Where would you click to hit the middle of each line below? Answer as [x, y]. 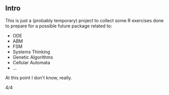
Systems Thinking [31, 52]
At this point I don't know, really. [39, 77]
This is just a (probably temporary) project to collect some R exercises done [84, 20]
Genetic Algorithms [33, 57]
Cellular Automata [31, 62]
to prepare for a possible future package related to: [59, 26]
